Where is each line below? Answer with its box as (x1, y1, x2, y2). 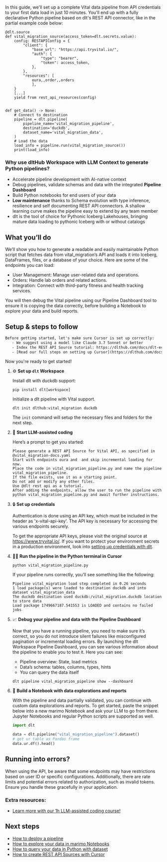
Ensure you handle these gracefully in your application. (5, 784, 118, 790)
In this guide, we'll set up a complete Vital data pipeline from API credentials (5, 4, 161, 10)
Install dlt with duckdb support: (12, 378, 76, 384)
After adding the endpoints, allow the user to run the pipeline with (12, 488, 162, 493)
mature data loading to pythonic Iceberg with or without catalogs (12, 219, 145, 225)
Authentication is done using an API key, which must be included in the (12, 513, 158, 519)
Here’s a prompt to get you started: (12, 439, 84, 445)
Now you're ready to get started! (5, 359, 72, 365)
